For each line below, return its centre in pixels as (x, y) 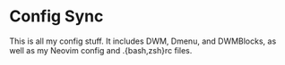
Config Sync (56, 16)
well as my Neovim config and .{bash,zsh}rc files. (101, 50)
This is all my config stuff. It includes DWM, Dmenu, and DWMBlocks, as (143, 41)
